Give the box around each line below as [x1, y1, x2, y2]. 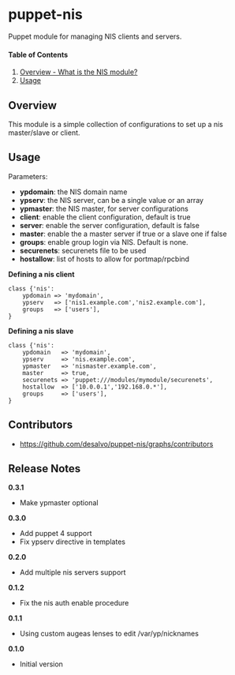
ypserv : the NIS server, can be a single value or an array [19, 195, 203, 204]
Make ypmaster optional [19, 498, 99, 508]
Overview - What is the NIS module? [19, 67, 138, 77]
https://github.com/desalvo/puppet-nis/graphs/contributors [19, 439, 214, 448]
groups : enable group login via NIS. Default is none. [19, 237, 188, 246]
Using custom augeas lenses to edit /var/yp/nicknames [19, 629, 200, 639]
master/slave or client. [8, 128, 80, 137]
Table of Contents [8, 50, 69, 59]
